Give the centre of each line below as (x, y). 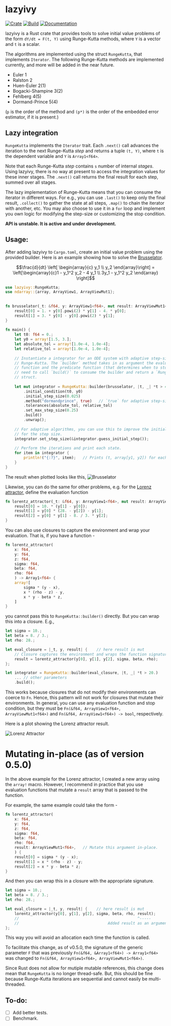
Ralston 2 (22, 80)
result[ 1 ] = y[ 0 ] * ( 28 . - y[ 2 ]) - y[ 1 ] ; (59, 511)
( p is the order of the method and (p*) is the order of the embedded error (82, 112)
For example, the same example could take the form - (62, 805)
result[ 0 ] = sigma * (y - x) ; (47, 857)
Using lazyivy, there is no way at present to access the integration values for (85, 171)
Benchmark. (25, 1018)
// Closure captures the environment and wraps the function (80, 654)
